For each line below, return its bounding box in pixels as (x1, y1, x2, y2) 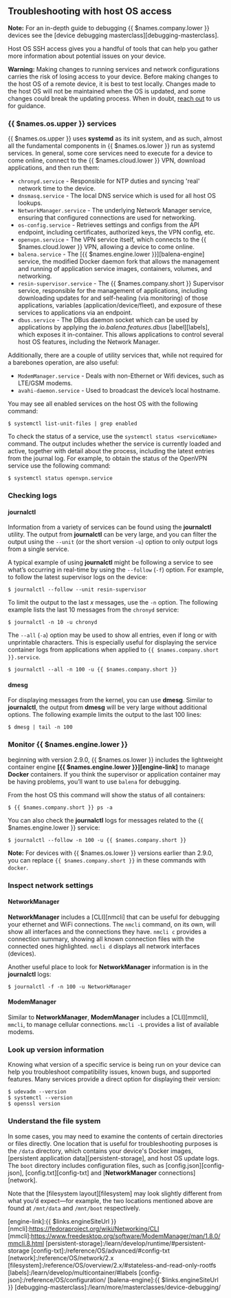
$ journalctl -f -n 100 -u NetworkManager (8, 983, 131, 990)
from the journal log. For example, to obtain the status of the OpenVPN (8, 454, 208, 463)
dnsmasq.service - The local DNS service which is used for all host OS (17, 192, 216, 200)
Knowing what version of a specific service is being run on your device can (8, 1061, 221, 1069)
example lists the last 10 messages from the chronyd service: (8, 605, 179, 614)
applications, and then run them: (8, 164, 100, 172)
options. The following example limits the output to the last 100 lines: (8, 711, 202, 719)
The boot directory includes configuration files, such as (8, 1161, 164, 1169)
